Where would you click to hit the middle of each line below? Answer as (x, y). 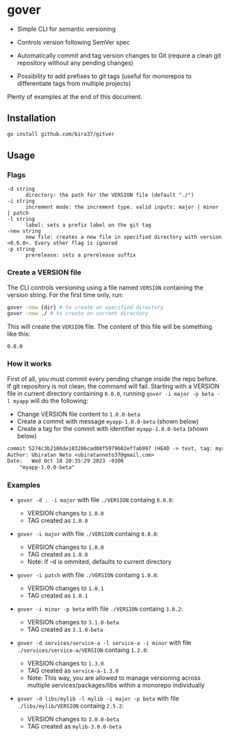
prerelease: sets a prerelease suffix (80, 255)
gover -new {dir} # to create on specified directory (86, 307)
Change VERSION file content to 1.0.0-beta (78, 414)
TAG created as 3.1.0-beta (65, 629)
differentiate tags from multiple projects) (74, 83)
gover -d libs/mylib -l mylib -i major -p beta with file (98, 699)
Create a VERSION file (44, 272)
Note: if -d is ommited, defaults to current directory (99, 562)
